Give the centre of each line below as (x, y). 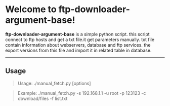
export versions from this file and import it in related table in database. (78, 50)
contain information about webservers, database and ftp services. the (78, 45)
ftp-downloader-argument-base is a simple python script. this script (78, 34)
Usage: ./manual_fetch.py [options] (54, 83)
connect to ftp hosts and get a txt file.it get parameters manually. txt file (80, 40)
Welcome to (31, 9)
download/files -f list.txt (42, 98)
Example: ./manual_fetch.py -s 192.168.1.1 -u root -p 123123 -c (82, 93)
